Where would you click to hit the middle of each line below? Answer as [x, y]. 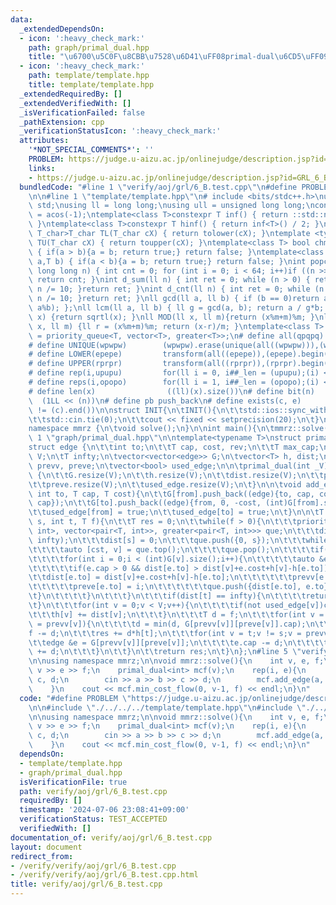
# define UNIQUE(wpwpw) [78, 345]
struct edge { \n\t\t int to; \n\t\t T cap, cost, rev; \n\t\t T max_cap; [174, 447]
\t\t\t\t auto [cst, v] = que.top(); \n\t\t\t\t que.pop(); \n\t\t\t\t [171, 549]
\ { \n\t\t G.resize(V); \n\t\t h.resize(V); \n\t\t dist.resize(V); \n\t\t [176, 475]
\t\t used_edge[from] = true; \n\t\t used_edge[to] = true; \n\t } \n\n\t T [176, 512]
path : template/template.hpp [89, 76]
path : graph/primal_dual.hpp [89, 47]
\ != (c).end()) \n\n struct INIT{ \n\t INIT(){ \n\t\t [136, 410]
